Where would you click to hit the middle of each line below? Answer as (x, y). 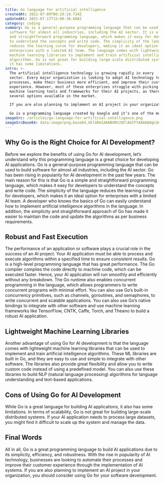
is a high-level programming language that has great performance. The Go (80, 264)
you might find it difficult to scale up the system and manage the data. (75, 422)
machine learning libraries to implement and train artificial (75, 55)
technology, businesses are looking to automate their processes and (74, 460)
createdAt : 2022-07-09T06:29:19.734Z (43, 14)
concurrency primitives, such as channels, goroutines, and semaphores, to (80, 295)
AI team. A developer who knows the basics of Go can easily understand (78, 201)
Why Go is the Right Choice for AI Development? (80, 142)
